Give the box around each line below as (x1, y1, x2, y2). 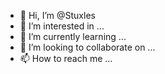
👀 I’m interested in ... (19, 20, 105, 32)
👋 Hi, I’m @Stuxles (19, 10, 96, 21)
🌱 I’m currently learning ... (19, 31, 127, 42)
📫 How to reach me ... (19, 53, 113, 64)
